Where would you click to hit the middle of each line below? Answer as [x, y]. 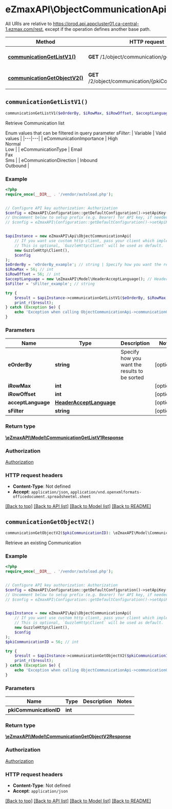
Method [45, 42]
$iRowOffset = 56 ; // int [33, 274]
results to [132, 371]
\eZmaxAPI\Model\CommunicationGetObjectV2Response [68, 737]
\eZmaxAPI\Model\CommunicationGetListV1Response [64, 438]
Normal [13, 144]
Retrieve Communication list [35, 123]
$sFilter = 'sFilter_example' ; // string [50, 284]
